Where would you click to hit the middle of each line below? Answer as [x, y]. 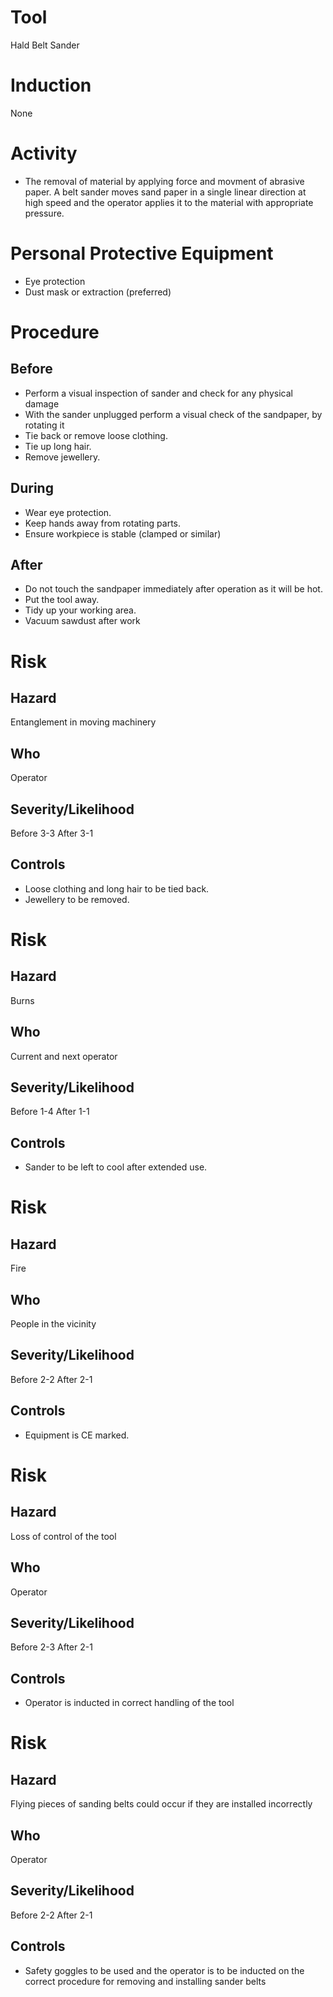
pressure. [44, 213]
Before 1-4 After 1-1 [50, 1112]
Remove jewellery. [62, 457]
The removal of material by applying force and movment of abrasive [164, 181]
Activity [44, 153]
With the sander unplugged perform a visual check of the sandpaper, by [173, 414]
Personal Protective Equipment [142, 253]
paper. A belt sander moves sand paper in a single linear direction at [165, 192]
